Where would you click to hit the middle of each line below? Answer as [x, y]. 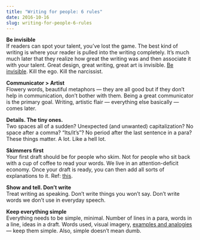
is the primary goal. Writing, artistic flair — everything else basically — [93, 102]
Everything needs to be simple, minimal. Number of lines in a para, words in [99, 218]
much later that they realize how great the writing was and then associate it [99, 59]
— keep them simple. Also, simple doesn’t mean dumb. [74, 231]
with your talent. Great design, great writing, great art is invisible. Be [90, 65]
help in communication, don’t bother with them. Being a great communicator [100, 96]
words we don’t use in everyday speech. [56, 200]
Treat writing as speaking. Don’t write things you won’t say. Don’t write [93, 194]
